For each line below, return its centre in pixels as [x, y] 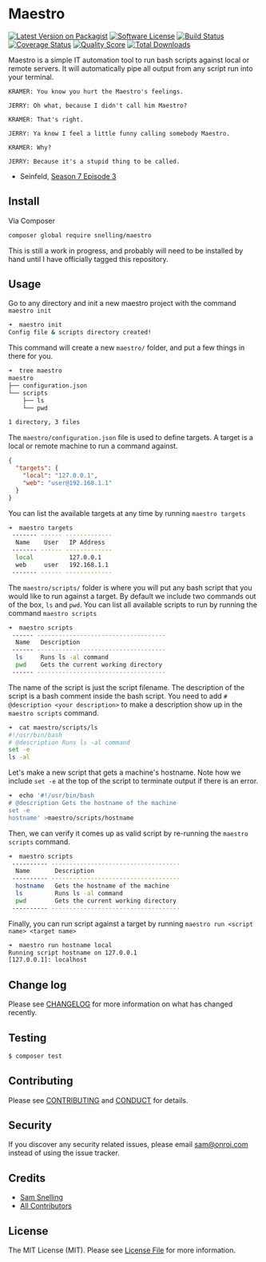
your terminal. [31, 77]
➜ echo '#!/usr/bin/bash [51, 796]
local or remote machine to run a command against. [93, 446]
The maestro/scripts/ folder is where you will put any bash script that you [130, 587]
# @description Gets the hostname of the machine [93, 804]
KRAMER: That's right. [46, 119]
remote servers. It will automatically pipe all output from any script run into [131, 68]
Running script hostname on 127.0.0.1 [73, 952]
